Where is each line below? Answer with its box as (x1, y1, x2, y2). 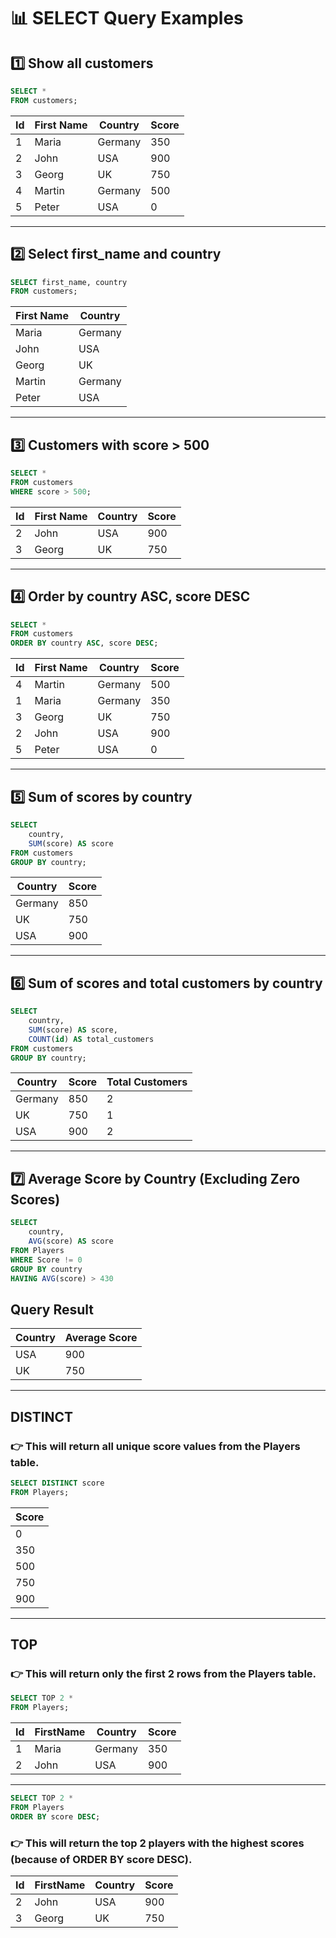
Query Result (10, 1301, 94, 1318)
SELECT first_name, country (10, 277, 128, 287)
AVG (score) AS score (28, 1236, 114, 1246)
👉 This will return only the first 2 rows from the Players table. (10, 1666, 317, 1680)
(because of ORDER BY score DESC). (10, 1852, 193, 1866)
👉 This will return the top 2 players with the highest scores (10, 1836, 305, 1850)
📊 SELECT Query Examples (10, 7, 244, 30)
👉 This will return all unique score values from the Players (10, 1439, 301, 1453)
